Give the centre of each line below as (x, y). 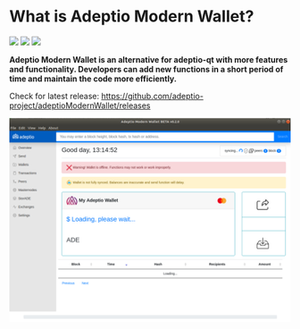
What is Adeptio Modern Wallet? (132, 17)
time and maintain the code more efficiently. (93, 79)
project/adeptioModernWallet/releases (80, 105)
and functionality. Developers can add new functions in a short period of (146, 69)
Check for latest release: (54, 96)
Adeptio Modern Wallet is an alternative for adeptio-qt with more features (149, 59)
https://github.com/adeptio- (152, 96)
